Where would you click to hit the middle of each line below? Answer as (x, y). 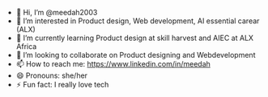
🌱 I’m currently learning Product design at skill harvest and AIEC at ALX (134, 38)
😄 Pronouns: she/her (51, 75)
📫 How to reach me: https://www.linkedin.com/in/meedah (113, 64)
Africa (26, 46)
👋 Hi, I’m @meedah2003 (57, 12)
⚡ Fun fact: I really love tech (62, 85)
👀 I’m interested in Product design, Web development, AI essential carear (138, 21)
